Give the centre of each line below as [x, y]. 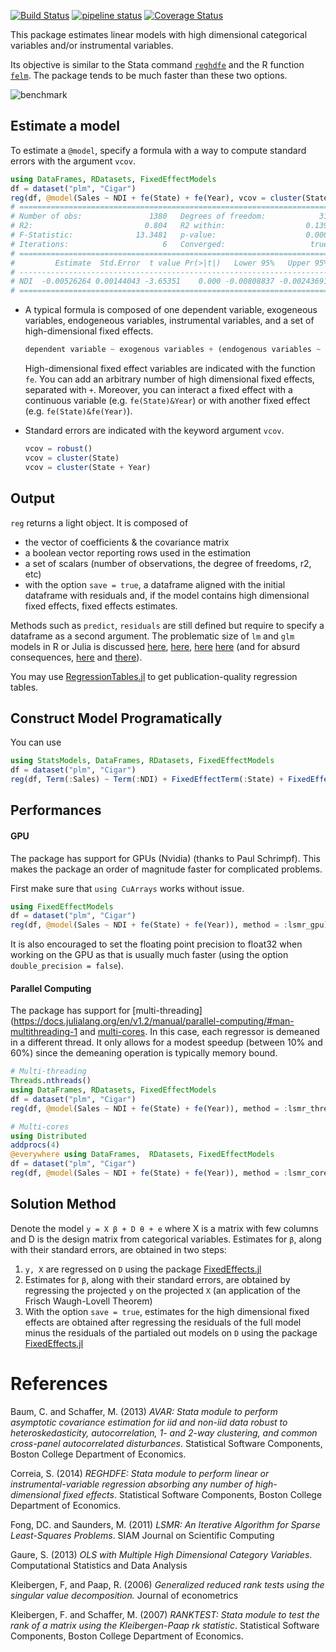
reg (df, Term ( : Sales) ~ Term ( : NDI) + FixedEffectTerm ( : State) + [147, 780]
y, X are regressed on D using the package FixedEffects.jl [143, 1269]
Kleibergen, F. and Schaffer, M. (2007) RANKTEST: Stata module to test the [165, 1614]
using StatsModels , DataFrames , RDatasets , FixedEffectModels [142, 761]
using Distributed [48, 1136]
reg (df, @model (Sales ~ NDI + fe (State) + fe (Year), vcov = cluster [156, 198]
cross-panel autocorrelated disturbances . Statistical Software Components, [166, 1443]
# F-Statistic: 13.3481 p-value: [113, 235]
